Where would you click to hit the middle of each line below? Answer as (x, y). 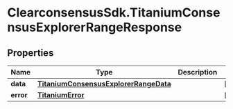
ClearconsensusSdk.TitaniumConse (114, 13)
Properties (31, 53)
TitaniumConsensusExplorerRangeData (104, 84)
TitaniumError (61, 95)
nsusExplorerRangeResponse (95, 27)
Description (198, 72)
